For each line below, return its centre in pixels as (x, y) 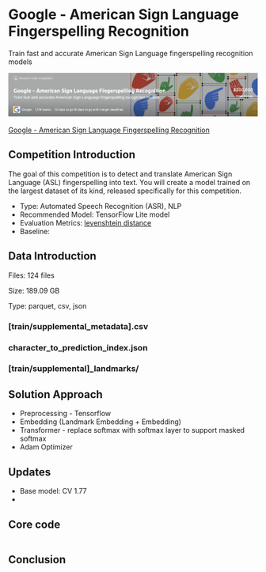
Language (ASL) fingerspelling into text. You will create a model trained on (129, 182)
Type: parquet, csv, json (47, 305)
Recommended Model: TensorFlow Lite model (95, 214)
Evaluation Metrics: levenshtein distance (85, 222)
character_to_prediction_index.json (78, 347)
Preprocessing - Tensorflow (65, 414)
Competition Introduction (72, 155)
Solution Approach (55, 394)
